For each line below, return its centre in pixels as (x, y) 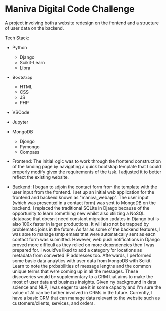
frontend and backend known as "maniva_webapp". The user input (80, 197)
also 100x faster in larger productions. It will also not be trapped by (81, 224)
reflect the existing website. (41, 177)
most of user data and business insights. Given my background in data (84, 282)
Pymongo (29, 146)
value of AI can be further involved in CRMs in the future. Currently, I (82, 292)
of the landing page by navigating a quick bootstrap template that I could (86, 166)
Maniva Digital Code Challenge (70, 9)
